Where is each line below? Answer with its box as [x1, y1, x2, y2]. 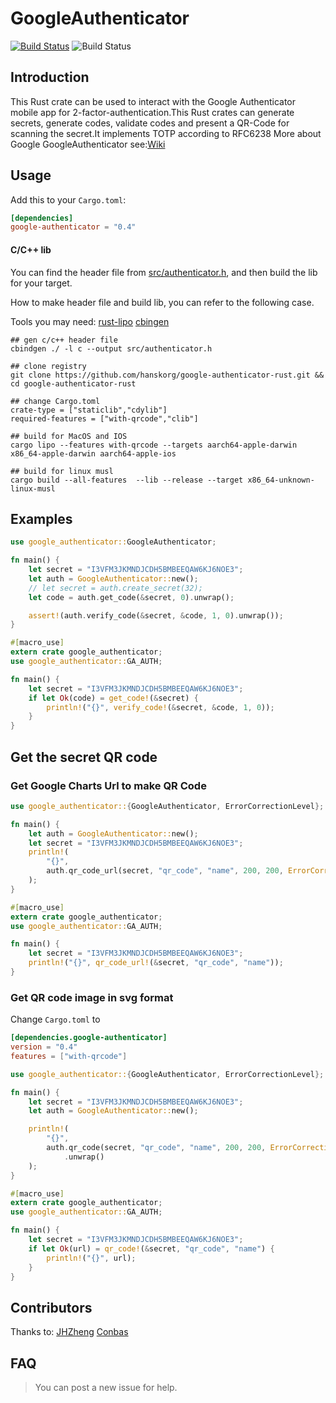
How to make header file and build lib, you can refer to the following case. [10, 296, 315, 308]
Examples [10, 510, 73, 527]
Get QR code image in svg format [10, 990, 174, 1004]
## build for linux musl [10, 466, 114, 476]
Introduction [10, 69, 90, 86]
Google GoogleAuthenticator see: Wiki [10, 138, 166, 150]
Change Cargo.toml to [10, 1013, 101, 1026]
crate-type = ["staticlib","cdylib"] [10, 405, 168, 415]
